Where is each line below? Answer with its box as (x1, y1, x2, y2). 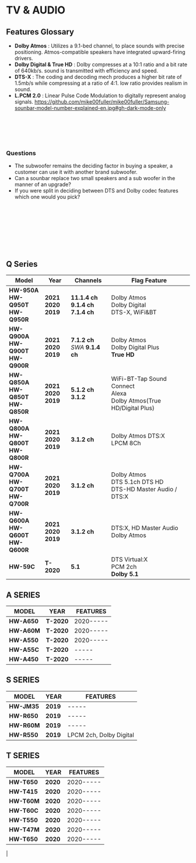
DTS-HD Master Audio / (111, 485, 177, 493)
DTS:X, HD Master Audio (111, 524, 178, 532)
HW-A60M (9, 627, 41, 635)
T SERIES (6, 751, 40, 761)
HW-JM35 (9, 702, 40, 710)
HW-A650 (9, 617, 39, 625)
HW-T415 (9, 788, 38, 796)
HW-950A (9, 286, 39, 294)
